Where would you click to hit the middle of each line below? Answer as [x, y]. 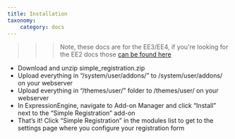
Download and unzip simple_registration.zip [81, 68]
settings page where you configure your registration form [101, 128]
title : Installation [38, 14]
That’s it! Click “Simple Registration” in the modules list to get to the [115, 121]
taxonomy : [22, 20]
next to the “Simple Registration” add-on [76, 113]
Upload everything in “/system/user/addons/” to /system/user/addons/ [120, 75]
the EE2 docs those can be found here [115, 54]
